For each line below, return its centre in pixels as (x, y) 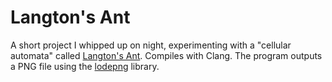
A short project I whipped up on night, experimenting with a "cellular (151, 45)
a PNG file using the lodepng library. (85, 66)
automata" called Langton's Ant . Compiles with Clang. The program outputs (166, 55)
